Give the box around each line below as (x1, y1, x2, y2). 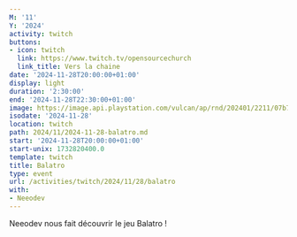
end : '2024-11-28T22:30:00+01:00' (9, 95, 137, 104)
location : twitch (9, 120, 73, 129)
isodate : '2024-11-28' (9, 111, 93, 120)
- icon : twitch (9, 46, 65, 55)
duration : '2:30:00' (9, 87, 86, 96)
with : (9, 186, 29, 195)
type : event (9, 169, 53, 178)
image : (9, 103, 34, 112)
